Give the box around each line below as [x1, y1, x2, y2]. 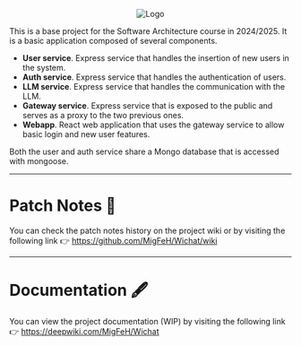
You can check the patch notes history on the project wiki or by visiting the [9, 225, 286, 236]
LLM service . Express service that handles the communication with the [21, 82, 285, 91]
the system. [21, 63, 66, 73]
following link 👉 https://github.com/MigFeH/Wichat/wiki [9, 235, 218, 246]
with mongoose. [9, 156, 69, 166]
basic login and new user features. [21, 129, 150, 139]
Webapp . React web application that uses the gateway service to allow [21, 119, 285, 130]
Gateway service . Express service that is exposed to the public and [21, 100, 273, 111]
